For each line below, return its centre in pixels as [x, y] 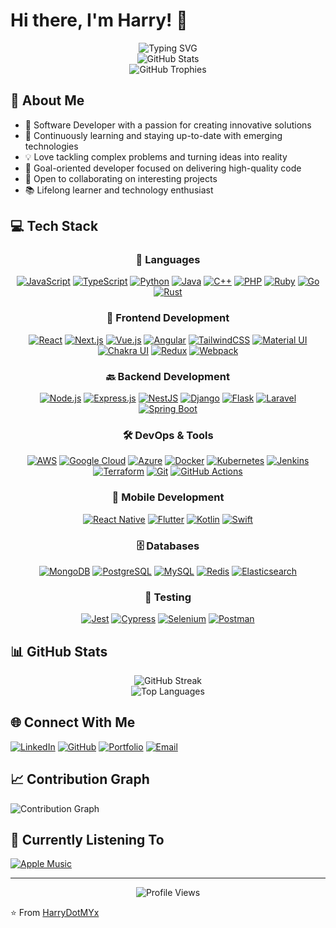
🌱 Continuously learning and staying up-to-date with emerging [153, 135]
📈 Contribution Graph [80, 779]
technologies [51, 146]
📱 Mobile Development [168, 497]
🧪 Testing [168, 597]
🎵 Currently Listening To [87, 840]
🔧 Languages [168, 260]
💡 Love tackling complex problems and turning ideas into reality [156, 156]
